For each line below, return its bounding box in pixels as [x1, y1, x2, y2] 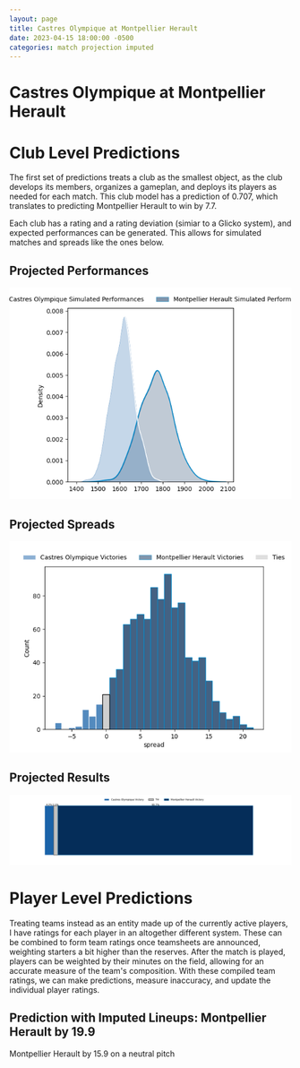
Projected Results [9, 771, 110, 786]
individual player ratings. [9, 984, 100, 995]
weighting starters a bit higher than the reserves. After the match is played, [9, 946, 287, 957]
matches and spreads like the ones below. [9, 237, 165, 248]
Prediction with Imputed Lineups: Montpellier [9, 1011, 267, 1026]
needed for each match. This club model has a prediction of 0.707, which [9, 191, 279, 202]
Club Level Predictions [9, 142, 181, 163]
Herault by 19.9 [9, 1024, 96, 1039]
